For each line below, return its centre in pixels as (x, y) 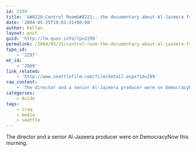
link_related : (23, 71)
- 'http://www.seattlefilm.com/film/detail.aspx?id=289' (87, 77)
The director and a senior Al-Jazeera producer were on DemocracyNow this (97, 137)
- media (26, 115)
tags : (13, 104)
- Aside (26, 98)
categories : (20, 93)
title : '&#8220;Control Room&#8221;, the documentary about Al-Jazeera (95, 17)
